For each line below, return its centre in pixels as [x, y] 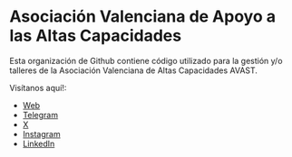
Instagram [41, 134]
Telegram [40, 115]
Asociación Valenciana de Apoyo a [143, 17]
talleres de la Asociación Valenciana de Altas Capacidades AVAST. [134, 70]
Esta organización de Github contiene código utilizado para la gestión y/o [146, 60]
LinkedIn [39, 143]
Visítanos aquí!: [38, 88]
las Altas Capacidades [96, 36]
